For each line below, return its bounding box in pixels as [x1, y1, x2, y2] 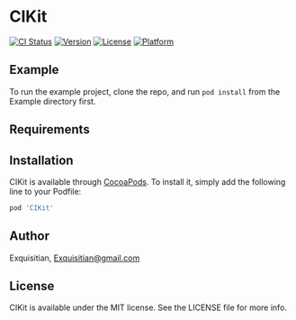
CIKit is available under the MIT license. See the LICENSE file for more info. [9, 302, 288, 313]
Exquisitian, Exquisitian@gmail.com [9, 252, 140, 263]
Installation [9, 152, 74, 168]
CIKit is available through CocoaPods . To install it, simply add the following [9, 176, 286, 187]
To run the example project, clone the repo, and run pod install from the [9, 86, 281, 96]
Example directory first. [9, 96, 96, 106]
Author [9, 228, 49, 244]
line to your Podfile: [9, 186, 82, 197]
